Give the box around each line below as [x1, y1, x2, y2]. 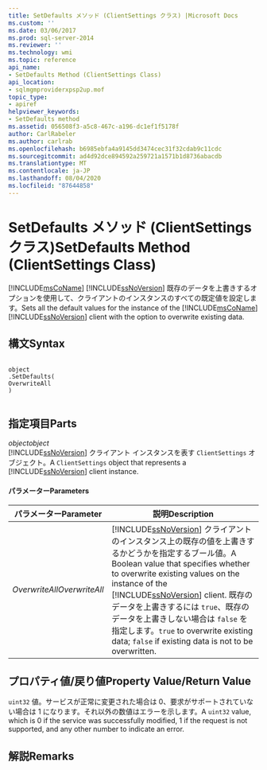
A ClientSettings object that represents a [49, 458, 187, 468]
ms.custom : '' [8, 19, 56, 27]
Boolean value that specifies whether [111, 558, 250, 569]
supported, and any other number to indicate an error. [8, 725, 185, 734]
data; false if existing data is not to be [111, 636, 253, 647]
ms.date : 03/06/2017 [8, 26, 77, 34]
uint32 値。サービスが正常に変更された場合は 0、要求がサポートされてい [8, 697, 247, 706]
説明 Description [152, 508, 215, 519]
